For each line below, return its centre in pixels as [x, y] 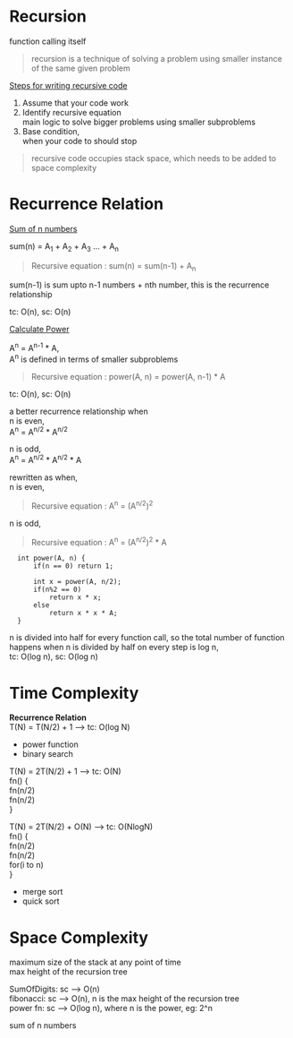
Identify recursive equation [72, 112]
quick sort [41, 901]
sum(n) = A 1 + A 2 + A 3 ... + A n [64, 247]
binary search [48, 754]
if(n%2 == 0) [57, 590]
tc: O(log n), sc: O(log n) [54, 656]
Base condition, [51, 131]
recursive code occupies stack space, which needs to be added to [154, 158]
